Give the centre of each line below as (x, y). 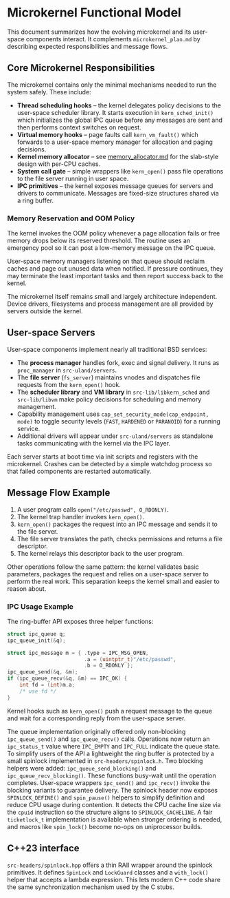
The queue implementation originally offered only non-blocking (96, 731)
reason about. (27, 588)
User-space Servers (51, 333)
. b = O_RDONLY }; (108, 666)
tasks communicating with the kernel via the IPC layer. (93, 443)
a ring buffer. (35, 200)
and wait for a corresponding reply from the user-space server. (96, 718)
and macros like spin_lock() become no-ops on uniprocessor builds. (105, 826)
